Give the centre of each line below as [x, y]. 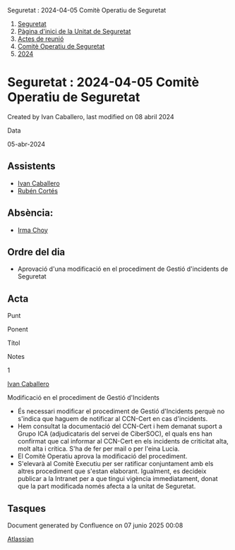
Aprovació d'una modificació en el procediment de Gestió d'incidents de [123, 269]
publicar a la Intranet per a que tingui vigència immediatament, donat [117, 479]
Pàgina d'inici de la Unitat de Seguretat [74, 31]
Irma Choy [32, 230]
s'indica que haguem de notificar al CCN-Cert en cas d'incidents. [113, 419]
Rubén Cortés [38, 190]
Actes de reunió [41, 39]
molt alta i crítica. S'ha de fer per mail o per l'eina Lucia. [98, 449]
